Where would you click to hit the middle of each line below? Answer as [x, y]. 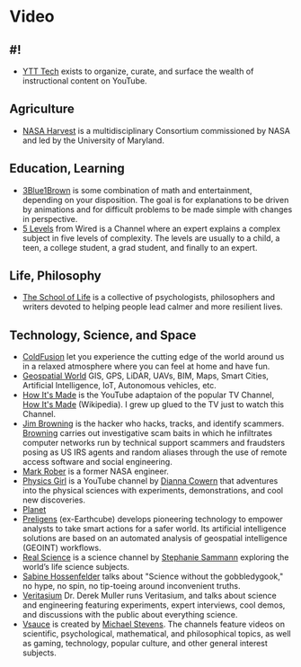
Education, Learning [67, 169]
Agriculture [42, 109]
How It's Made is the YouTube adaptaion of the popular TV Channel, [148, 395]
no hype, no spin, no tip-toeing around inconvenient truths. [131, 586]
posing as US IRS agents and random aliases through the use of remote [155, 452]
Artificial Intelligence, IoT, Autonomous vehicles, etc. [120, 386]
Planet [34, 510]
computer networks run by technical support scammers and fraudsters [154, 443]
